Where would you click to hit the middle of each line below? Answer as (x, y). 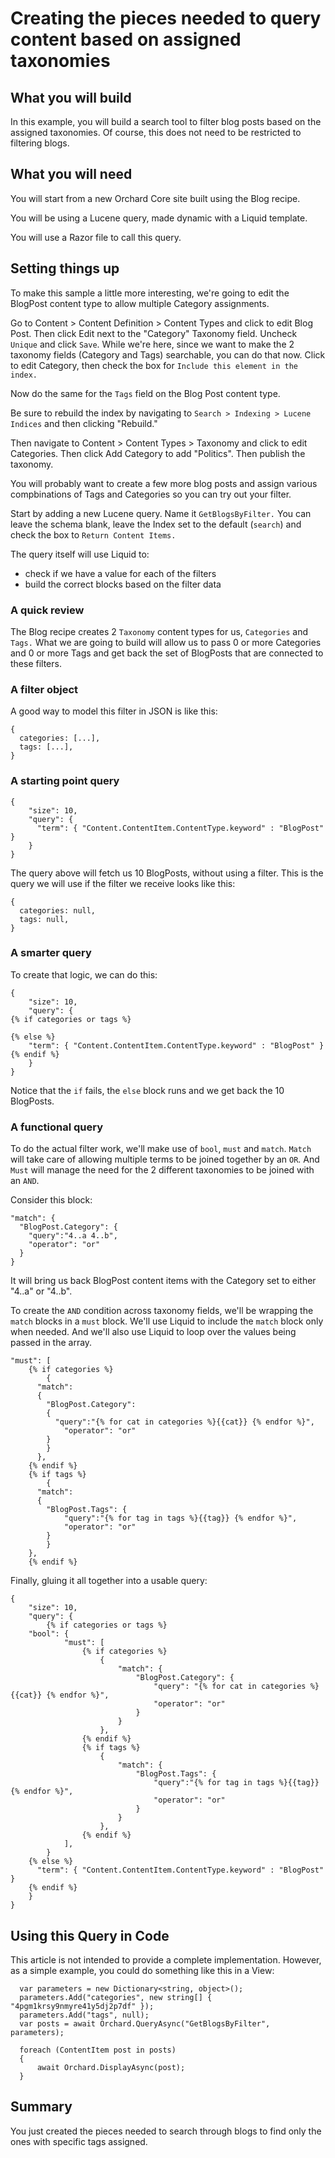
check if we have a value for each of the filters (120, 573)
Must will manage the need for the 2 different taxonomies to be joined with (162, 1170)
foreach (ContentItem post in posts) (98, 2050)
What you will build (71, 97)
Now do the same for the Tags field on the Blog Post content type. (145, 393)
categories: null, (58, 910)
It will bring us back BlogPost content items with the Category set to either (163, 1281)
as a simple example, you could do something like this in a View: (142, 1970)
